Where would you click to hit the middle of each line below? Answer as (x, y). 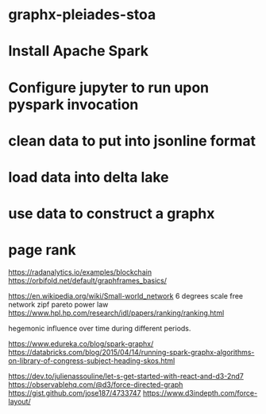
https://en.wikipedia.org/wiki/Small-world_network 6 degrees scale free (126, 296)
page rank (42, 250)
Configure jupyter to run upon (108, 87)
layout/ (19, 402)
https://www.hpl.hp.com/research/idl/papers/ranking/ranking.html (116, 313)
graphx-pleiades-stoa (82, 15)
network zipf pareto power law (58, 305)
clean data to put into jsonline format (132, 141)
